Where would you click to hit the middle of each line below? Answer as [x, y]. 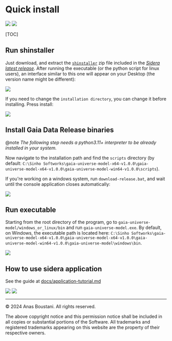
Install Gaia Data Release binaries [60, 130]
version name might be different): [40, 79]
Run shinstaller [30, 51]
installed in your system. [31, 148]
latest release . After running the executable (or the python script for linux [82, 68]
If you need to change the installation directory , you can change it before [86, 99]
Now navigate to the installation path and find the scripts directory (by [80, 158]
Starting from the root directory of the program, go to [61, 222]
